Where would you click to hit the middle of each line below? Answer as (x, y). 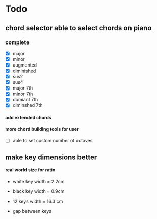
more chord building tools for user (42, 129)
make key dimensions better (51, 157)
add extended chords (29, 118)
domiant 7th (25, 100)
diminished (24, 71)
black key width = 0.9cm (38, 191)
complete (17, 42)
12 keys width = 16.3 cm (38, 201)
